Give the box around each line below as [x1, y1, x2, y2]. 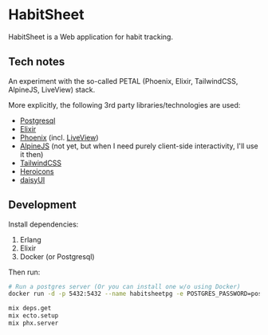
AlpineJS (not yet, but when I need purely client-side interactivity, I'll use [19, 141, 258, 151]
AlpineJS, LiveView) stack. [8, 85, 96, 94]
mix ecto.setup [8, 312, 59, 320]
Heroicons [19, 166, 54, 176]
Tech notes [8, 55, 65, 69]
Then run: [8, 267, 41, 277]
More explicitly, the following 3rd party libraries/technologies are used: [8, 100, 241, 109]
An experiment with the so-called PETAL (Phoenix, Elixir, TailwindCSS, [8, 76, 238, 85]
